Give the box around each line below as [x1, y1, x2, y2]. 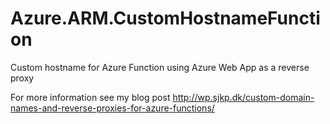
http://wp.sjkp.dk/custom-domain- [172, 91, 315, 103]
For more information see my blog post [10, 91, 171, 103]
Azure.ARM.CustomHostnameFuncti [10, 7, 321, 30]
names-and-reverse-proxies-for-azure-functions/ [10, 102, 215, 114]
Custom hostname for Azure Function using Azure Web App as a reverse [10, 61, 310, 73]
